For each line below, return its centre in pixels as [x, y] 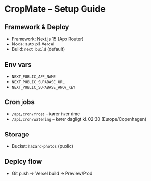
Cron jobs [20, 102]
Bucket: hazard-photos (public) [43, 146]
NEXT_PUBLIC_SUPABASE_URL [38, 82]
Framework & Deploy [37, 27]
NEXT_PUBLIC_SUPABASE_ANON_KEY [43, 87]
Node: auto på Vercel [33, 44]
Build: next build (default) [38, 49]
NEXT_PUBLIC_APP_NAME [33, 77]
